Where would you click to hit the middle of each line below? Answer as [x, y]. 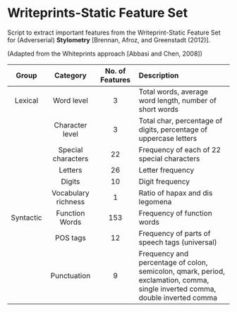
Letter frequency [166, 170]
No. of [115, 70]
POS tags [71, 237]
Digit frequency [164, 181]
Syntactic [26, 218]
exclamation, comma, [174, 280]
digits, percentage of [173, 130]
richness [71, 201]
